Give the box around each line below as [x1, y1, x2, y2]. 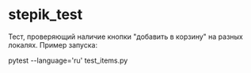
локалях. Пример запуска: [8, 40, 97, 49]
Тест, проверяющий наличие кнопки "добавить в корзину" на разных [8, 32, 243, 41]
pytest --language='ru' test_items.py [8, 56, 128, 65]
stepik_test [8, 6, 83, 24]
